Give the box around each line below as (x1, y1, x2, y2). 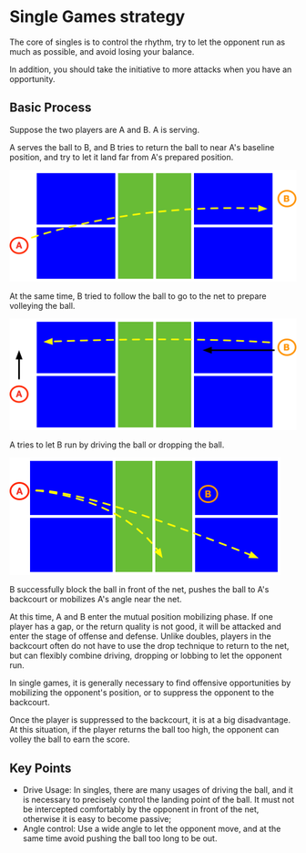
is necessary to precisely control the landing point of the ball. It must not (22, 795, 295, 806)
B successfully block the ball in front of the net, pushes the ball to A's (9, 584, 270, 595)
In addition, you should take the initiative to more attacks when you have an (9, 64, 292, 75)
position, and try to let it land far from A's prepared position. (9, 151, 234, 162)
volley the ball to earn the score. (9, 734, 130, 745)
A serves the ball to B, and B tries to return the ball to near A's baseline (9, 141, 275, 152)
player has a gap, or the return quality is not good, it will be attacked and (9, 622, 281, 632)
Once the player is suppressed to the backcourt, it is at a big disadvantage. (9, 714, 291, 725)
